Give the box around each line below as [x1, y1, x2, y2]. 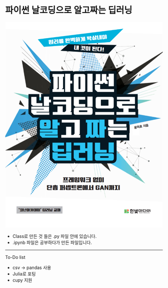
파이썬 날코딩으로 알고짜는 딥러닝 [5, 5, 132, 16]
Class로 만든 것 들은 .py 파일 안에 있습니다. [12, 233, 97, 239]
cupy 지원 [12, 277, 32, 283]
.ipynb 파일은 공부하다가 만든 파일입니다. [12, 239, 92, 245]
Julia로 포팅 [12, 270, 36, 276]
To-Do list [5, 254, 25, 260]
